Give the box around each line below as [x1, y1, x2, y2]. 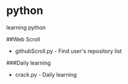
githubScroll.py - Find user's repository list [15, 47, 123, 55]
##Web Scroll [6, 35, 41, 43]
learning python [6, 24, 46, 31]
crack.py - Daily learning [15, 71, 77, 78]
